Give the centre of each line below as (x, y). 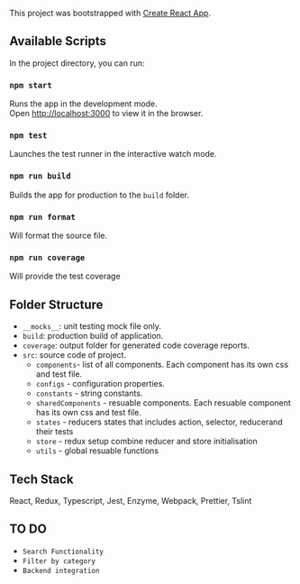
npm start (31, 85)
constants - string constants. (89, 393)
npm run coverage (47, 257)
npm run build (40, 176)
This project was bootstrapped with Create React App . (110, 13)
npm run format (43, 217)
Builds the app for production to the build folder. (100, 195)
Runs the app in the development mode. (83, 104)
